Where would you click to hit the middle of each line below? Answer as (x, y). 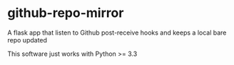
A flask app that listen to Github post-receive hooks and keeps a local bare (117, 32)
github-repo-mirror (66, 13)
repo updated (27, 40)
